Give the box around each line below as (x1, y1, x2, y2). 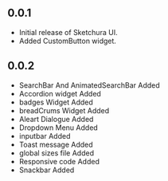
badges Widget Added (18, 97, 93, 107)
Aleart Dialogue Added (18, 114, 94, 124)
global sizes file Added (18, 148, 95, 158)
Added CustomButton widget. (18, 36, 117, 45)
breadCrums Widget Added (18, 105, 110, 115)
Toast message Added (18, 140, 93, 149)
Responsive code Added (18, 156, 100, 166)
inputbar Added (18, 131, 71, 140)
